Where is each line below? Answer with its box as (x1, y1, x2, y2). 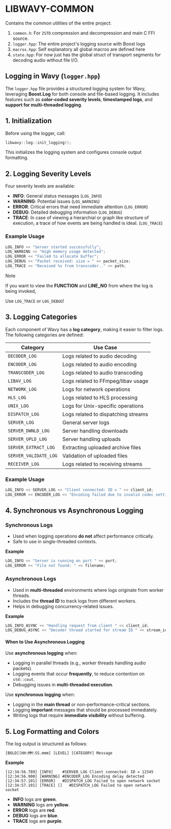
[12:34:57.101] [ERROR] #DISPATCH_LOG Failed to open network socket (5, 778, 160, 784)
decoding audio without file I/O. (12, 57, 79, 63)
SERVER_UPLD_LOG (8, 436, 47, 442)
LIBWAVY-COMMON (5, 3, 94, 15)
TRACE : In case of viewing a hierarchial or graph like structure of (12, 215, 149, 221)
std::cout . (12, 676, 35, 682)
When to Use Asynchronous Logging (5, 638, 85, 644)
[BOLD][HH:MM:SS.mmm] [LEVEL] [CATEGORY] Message (5, 751, 113, 756)
